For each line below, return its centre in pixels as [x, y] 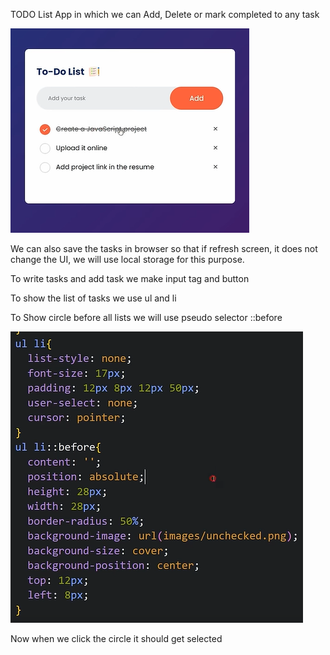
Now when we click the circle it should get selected [116, 638]
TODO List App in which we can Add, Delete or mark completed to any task [165, 14]
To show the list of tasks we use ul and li [93, 298]
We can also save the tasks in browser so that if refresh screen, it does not [164, 248]
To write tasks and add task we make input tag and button [130, 278]
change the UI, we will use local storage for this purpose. [127, 259]
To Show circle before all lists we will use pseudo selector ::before [146, 317]
